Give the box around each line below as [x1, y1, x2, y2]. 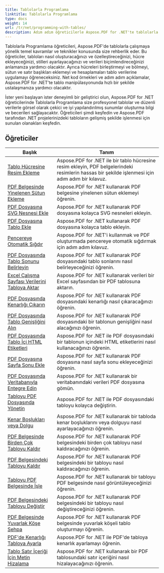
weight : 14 [5, 21, 27, 26]
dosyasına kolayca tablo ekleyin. [57, 223, 131, 230]
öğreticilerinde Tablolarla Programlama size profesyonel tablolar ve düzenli [5, 100, 155, 105]
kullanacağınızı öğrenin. [57, 344, 111, 351]
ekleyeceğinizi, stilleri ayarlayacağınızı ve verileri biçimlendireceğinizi [5, 59, 144, 64]
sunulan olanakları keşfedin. [5, 120, 61, 126]
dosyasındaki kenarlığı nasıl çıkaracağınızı [57, 298, 153, 305]
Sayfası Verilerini [7, 278, 46, 285]
